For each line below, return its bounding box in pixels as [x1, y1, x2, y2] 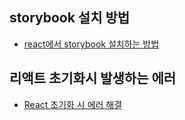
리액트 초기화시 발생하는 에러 [9, 70, 177, 87]
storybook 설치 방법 [9, 9, 131, 27]
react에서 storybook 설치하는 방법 [23, 38, 160, 50]
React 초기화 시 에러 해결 [23, 98, 123, 110]
